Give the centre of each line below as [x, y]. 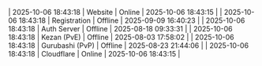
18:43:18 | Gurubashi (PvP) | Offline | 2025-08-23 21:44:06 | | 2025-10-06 [129, 46]
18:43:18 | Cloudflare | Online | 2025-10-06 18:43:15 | [94, 54]
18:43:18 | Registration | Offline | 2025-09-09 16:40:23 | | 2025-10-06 [132, 20]
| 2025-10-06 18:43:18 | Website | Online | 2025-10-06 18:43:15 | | [115, 12]
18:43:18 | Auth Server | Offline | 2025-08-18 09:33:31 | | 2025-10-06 [120, 29]
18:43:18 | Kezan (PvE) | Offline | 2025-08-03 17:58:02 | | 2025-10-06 [121, 37]
